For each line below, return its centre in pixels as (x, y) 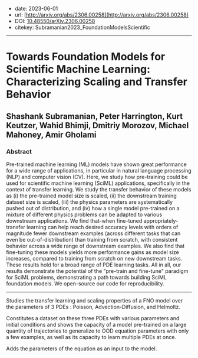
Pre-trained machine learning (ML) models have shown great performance (96, 164)
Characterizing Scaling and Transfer (97, 82)
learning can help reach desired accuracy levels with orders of (102, 227)
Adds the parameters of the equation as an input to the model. (82, 349)
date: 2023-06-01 (36, 9)
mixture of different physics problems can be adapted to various (84, 214)
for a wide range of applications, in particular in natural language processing (99, 170)
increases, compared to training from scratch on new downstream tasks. (94, 258)
